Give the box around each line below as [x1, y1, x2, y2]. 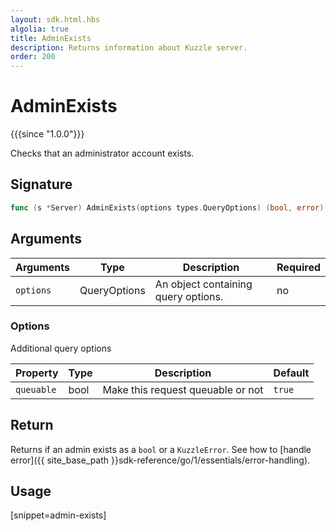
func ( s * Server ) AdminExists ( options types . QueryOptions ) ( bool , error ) [10, 202, 325, 213]
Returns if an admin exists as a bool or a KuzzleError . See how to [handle [10, 443, 312, 455]
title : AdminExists [10, 33, 92, 43]
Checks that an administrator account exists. [10, 147, 195, 160]
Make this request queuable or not [102, 382, 264, 396]
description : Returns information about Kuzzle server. [10, 42, 248, 53]
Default [273, 366, 310, 380]
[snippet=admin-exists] [10, 509, 107, 521]
